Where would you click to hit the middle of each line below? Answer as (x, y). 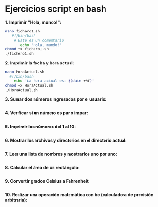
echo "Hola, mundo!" (41, 45)
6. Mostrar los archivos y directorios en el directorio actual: (66, 140)
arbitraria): (16, 200)
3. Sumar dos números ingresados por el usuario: (56, 99)
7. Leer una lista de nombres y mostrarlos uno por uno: (61, 154)
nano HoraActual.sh (25, 72)
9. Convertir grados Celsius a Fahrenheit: (47, 181)
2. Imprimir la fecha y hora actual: (40, 63)
